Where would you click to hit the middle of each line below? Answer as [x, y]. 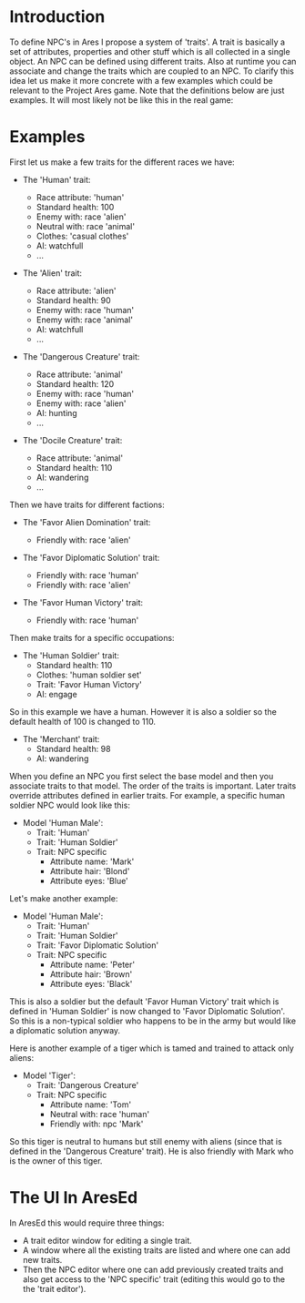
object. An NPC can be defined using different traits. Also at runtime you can [153, 61]
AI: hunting [56, 412]
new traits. [42, 1259]
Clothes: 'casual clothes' [82, 236]
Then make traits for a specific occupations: [92, 637]
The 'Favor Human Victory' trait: [83, 602]
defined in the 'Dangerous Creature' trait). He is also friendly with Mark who [152, 1151]
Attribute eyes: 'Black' [91, 983]
